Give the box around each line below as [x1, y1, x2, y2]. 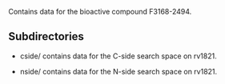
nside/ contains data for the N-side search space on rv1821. [19, 66, 218, 76]
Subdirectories [8, 30, 84, 43]
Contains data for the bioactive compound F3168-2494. [8, 7, 192, 16]
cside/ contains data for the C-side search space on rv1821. [19, 51, 218, 61]
